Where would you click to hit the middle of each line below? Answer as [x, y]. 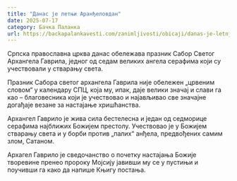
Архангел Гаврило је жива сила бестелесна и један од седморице [107, 119]
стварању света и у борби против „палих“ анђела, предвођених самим [115, 134]
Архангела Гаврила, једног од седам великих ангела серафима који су [114, 62]
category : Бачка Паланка [44, 27]
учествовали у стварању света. [55, 69]
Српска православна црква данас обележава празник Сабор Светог [111, 54]
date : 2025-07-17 [33, 21]
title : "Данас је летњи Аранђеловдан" [64, 14]
